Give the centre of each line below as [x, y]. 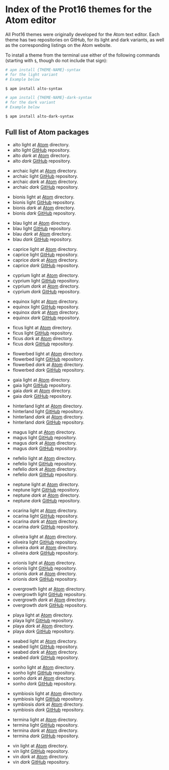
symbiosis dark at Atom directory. [48, 704]
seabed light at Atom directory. [45, 641]
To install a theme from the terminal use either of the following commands [83, 55]
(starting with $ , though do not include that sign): [57, 60]
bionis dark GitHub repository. [44, 213]
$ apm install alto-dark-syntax [39, 117]
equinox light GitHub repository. [46, 306]
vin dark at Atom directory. [41, 756]
